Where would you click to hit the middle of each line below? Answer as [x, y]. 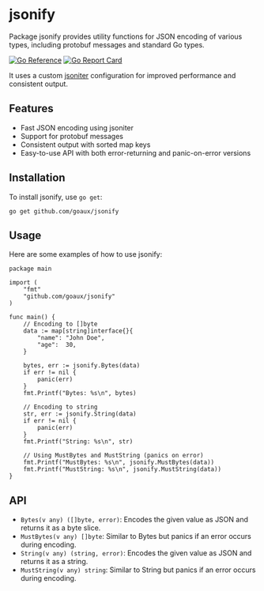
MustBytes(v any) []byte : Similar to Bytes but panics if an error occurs [136, 536]
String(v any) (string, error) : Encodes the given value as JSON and [136, 553]
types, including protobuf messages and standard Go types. [107, 44]
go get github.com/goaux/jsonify [64, 211]
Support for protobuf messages [72, 136]
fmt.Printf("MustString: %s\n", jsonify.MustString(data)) [123, 469]
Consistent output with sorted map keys [85, 145]
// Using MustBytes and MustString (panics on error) [113, 456]
